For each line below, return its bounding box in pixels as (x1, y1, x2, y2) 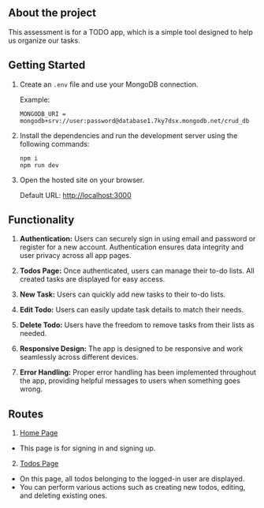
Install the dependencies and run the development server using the (19, 130, 238, 140)
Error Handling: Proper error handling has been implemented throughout (19, 368, 256, 377)
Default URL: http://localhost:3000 (19, 190, 132, 200)
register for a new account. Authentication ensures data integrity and (19, 242, 244, 252)
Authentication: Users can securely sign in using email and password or (19, 234, 256, 244)
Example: (19, 95, 50, 104)
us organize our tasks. (8, 35, 80, 45)
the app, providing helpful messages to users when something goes (19, 376, 240, 386)
